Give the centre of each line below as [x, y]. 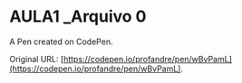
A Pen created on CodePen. [61, 41]
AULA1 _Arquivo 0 [78, 17]
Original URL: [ [37, 59]
